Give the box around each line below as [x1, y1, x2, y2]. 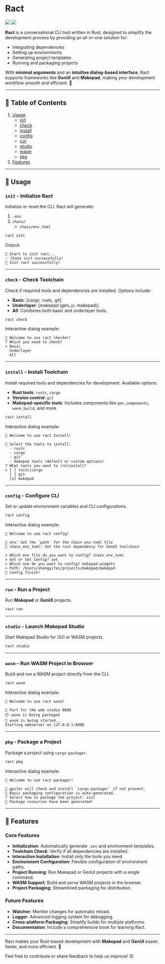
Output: [5, 242, 21, 248]
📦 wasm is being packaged [5, 712, 60, 718]
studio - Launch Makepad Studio [5, 623, 84, 630]
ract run [5, 607, 23, 612]
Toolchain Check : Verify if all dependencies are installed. [12, 848, 129, 854]
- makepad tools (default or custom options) [9, 459, 105, 464]
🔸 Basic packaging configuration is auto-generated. [5, 791, 115, 796]
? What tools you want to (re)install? [5, 463, 87, 468]
